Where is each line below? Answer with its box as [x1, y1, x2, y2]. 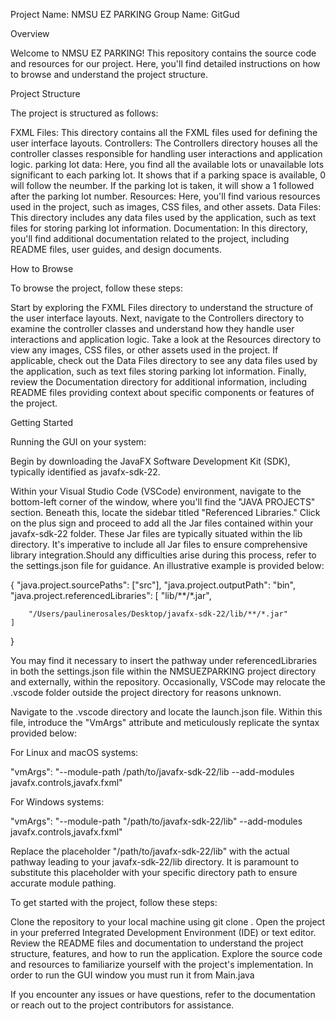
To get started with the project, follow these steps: [10, 897, 218, 908]
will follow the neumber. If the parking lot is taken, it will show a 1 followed [10, 180, 315, 191]
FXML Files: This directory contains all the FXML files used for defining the [10, 127, 318, 138]
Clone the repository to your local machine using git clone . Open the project [10, 916, 326, 928]
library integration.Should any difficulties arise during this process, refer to [10, 549, 317, 561]
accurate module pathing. [10, 877, 117, 889]
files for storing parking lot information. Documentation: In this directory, [10, 222, 308, 234]
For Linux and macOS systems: [10, 747, 139, 758]
